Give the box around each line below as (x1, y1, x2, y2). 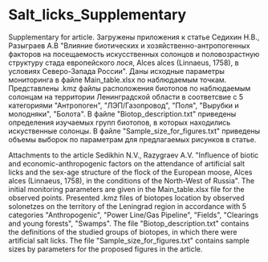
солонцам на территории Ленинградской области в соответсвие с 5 (8, 92, 244, 101)
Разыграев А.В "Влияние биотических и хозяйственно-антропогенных (8, 40, 250, 50)
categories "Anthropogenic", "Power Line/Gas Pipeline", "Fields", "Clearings (8, 210, 259, 219)
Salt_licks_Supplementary (8, 6, 187, 24)
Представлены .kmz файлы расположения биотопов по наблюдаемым (8, 83, 251, 93)
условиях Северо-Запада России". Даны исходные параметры (8, 66, 225, 76)
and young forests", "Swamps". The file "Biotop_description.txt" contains (8, 219, 250, 228)
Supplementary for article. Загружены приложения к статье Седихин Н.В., (8, 32, 260, 42)
